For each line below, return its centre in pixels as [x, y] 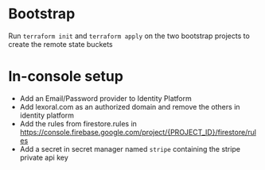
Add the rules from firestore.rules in [78, 123]
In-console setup [66, 77]
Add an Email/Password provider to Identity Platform [106, 98]
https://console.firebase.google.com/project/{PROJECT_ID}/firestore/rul [138, 132]
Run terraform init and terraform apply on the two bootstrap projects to [129, 36]
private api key [44, 157]
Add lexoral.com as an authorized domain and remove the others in [130, 106]
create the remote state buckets [60, 44]
